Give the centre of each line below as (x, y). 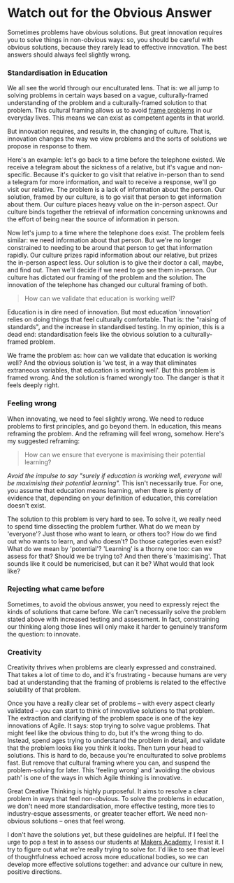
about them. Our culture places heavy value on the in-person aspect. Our (113, 204)
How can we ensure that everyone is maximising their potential (115, 454)
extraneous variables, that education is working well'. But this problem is (111, 370)
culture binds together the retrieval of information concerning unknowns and (117, 212)
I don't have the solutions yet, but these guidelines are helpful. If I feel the (113, 835)
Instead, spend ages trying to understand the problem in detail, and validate (116, 741)
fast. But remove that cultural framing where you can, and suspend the (109, 763)
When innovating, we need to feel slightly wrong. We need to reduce (106, 419)
